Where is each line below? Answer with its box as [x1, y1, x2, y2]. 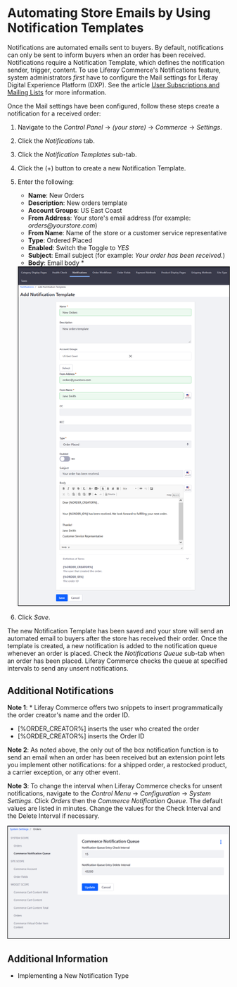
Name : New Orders [27, 191, 84, 199]
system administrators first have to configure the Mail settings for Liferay [7, 73, 219, 82]
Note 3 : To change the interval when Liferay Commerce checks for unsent [7, 782, 223, 790]
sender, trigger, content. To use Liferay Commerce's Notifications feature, [7, 66, 222, 74]
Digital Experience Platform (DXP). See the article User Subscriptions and [7, 80, 220, 89]
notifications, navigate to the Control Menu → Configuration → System [7, 789, 211, 797]
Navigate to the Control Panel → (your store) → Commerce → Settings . [17, 123, 223, 131]
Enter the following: [17, 178, 75, 186]
